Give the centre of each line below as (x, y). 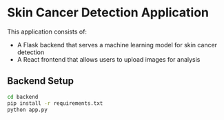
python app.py (28, 110)
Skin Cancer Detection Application (108, 13)
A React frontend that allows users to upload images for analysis (109, 59)
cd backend (23, 97)
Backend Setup (41, 81)
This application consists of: (47, 32)
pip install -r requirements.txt (55, 103)
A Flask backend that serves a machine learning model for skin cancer (117, 45)
